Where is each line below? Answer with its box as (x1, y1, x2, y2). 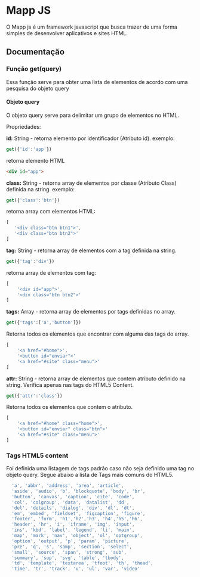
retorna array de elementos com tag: (6, 269, 97, 276)
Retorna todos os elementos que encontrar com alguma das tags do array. (6, 330, 189, 337)
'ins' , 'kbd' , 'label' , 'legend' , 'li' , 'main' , (11, 527, 135, 533)
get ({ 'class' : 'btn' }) (6, 197, 60, 203)
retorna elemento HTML (6, 157, 65, 164)
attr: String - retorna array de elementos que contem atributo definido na (6, 375, 186, 382)
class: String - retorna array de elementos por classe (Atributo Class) (6, 179, 177, 187)
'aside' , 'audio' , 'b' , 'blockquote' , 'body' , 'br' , (11, 488, 146, 494)
